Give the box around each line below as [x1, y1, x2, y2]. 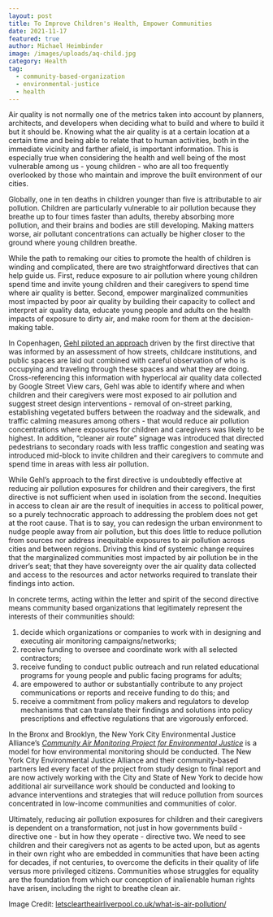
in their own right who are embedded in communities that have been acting [8, 849, 260, 858]
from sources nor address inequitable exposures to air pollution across [8, 536, 245, 545]
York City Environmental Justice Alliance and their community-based [8, 755, 239, 765]
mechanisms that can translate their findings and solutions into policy [19, 705, 253, 715]
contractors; [19, 654, 62, 663]
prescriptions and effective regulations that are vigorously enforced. [19, 714, 249, 724]
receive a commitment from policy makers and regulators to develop [19, 697, 249, 706]
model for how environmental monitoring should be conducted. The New [8, 747, 252, 757]
